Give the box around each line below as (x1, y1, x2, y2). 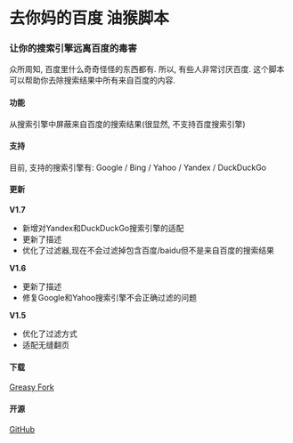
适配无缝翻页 (21, 340, 69, 350)
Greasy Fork (9, 382, 55, 392)
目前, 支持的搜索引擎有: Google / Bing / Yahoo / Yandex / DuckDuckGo (9, 162, 267, 173)
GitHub (9, 423, 36, 434)
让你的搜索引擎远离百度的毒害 (9, 42, 138, 54)
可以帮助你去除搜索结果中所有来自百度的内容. (9, 75, 176, 85)
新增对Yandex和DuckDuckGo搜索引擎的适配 (21, 223, 184, 234)
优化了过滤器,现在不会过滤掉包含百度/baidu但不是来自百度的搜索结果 (21, 246, 274, 256)
